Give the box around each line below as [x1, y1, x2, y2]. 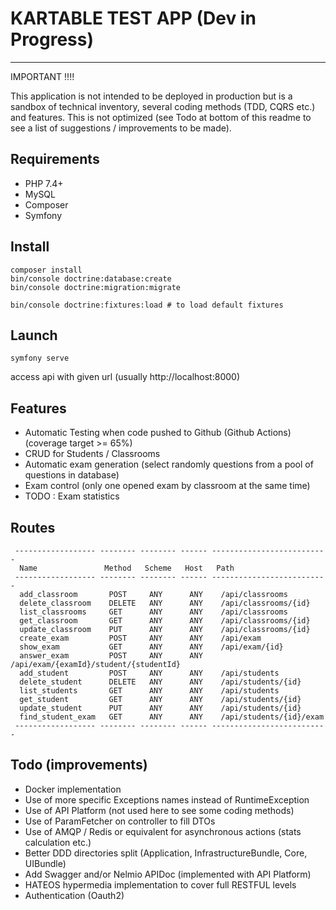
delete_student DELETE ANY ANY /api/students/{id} [19, 677, 302, 687]
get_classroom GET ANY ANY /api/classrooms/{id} [19, 616, 311, 626]
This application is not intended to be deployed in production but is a [10, 90, 293, 102]
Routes [10, 519, 56, 536]
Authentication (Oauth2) [24, 889, 125, 901]
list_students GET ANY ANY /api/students [19, 686, 280, 696]
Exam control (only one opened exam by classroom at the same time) [24, 480, 311, 492]
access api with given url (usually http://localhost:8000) [10, 371, 240, 383]
